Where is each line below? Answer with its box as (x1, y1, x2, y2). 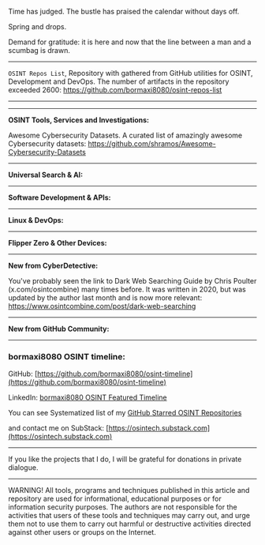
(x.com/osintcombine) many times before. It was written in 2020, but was (8, 284, 246, 294)
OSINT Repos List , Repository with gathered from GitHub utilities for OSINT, (8, 69, 254, 77)
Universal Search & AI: (8, 170, 84, 179)
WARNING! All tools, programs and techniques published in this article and (8, 486, 250, 495)
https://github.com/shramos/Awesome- (88, 139, 216, 148)
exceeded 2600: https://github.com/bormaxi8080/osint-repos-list (8, 85, 222, 94)
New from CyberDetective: (8, 261, 99, 270)
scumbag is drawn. (8, 46, 71, 54)
